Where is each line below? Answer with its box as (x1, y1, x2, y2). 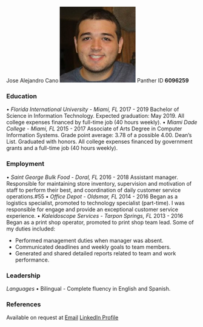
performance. (15, 256, 50, 263)
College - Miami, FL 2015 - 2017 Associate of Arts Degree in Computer (6, 125, 182, 132)
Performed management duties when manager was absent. (15, 237, 164, 244)
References (6, 300, 41, 308)
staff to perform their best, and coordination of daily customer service (6, 186, 181, 194)
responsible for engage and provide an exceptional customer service (6, 206, 179, 213)
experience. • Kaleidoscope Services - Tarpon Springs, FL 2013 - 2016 (6, 212, 184, 219)
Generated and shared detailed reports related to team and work (15, 249, 176, 257)
